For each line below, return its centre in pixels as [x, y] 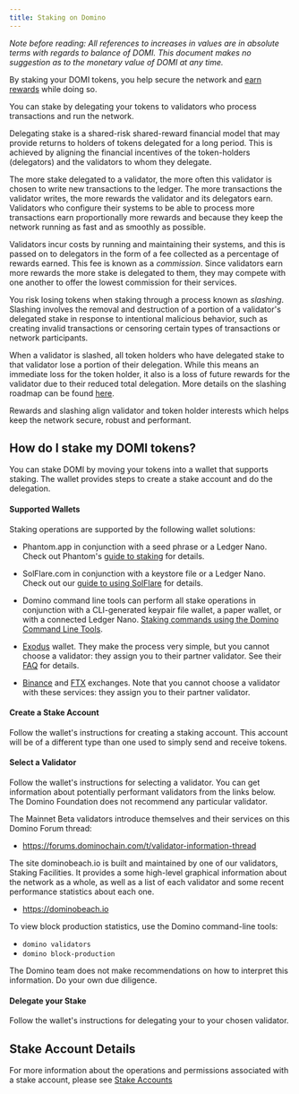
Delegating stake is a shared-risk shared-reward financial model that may [145, 133]
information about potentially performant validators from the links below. [142, 792]
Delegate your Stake [48, 1001]
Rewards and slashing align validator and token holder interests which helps [149, 410]
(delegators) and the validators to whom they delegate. [111, 161]
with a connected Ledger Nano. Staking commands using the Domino [150, 619]
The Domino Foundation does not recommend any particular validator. [139, 802]
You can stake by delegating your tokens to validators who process [133, 106]
